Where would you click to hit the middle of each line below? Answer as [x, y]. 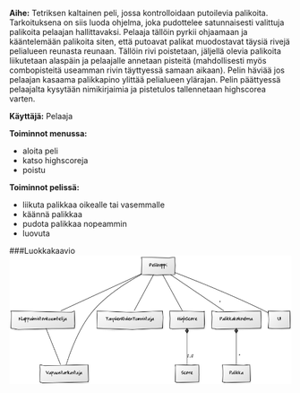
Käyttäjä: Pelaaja [41, 116]
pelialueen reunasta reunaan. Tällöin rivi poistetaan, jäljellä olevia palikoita [146, 51]
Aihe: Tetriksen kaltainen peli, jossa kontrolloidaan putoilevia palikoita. [139, 13]
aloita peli [40, 151]
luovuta [36, 233]
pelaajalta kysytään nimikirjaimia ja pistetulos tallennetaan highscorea [138, 89]
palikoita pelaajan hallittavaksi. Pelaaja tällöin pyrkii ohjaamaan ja [129, 32]
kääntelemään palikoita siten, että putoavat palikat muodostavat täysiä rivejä [150, 41]
